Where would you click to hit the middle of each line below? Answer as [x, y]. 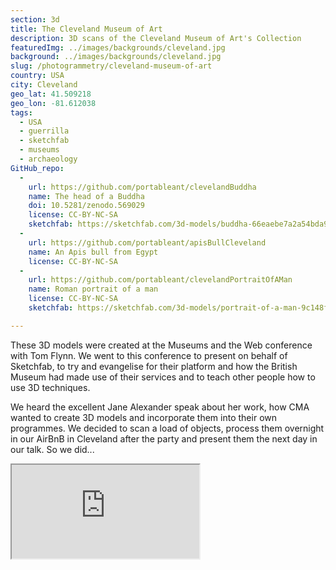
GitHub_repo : [37, 168]
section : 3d [35, 19]
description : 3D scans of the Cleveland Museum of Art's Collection [156, 38]
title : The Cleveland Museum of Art [86, 29]
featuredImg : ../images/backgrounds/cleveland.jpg [118, 47]
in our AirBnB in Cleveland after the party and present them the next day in [164, 438]
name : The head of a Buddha [86, 196]
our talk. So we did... [52, 449]
